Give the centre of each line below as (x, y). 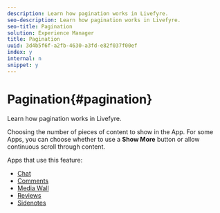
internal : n (24, 59)
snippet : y (23, 65)
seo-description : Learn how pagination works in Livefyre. (94, 20)
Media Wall (33, 188)
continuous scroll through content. (56, 147)
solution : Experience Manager (51, 33)
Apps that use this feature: (45, 160)
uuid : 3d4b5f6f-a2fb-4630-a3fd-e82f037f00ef (72, 46)
